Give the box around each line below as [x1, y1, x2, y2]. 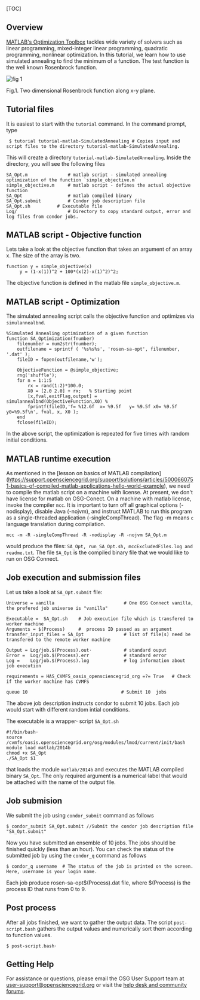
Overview [6, 22, 44, 32]
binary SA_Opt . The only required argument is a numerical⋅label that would [6, 772, 187, 779]
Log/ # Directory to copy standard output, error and [6, 208, 191, 214]
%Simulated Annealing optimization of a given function [6, 330, 148, 337]
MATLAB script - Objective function [6, 230, 142, 240]
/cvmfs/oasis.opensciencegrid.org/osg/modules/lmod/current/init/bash [6, 739, 186, 746]
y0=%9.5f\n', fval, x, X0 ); [6, 409, 79, 415]
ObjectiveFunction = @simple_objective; [17, 367, 119, 373]
